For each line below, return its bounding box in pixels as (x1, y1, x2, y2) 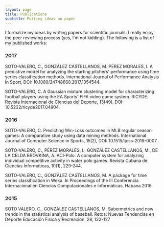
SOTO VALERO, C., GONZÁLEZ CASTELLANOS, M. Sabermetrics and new (5, 206, 154, 212)
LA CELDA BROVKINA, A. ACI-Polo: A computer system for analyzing (5, 152, 144, 158)
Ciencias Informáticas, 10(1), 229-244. (5, 162, 82, 169)
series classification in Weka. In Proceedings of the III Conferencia (5, 177, 139, 183)
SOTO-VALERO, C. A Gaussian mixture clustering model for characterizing (5, 89, 155, 94)
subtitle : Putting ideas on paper (5, 16, 76, 21)
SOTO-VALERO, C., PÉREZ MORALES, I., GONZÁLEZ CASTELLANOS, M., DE (5, 147, 158, 153)
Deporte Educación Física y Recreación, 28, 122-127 (5, 216, 111, 223)
